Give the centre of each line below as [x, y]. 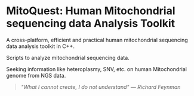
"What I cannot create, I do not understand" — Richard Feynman [101, 87]
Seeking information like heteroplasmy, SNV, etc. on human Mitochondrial [96, 69]
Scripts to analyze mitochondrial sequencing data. [68, 57]
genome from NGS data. [36, 75]
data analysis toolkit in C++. [40, 46]
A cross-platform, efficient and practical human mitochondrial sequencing [97, 40]
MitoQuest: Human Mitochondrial [91, 11]
